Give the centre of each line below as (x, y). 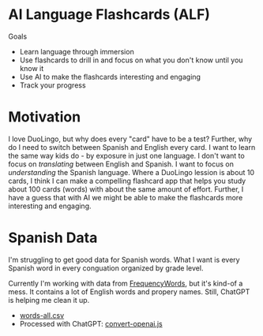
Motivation (45, 117)
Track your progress (53, 85)
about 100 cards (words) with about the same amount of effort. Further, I (126, 189)
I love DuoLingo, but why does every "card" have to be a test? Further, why (130, 139)
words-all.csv (42, 315)
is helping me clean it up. (49, 300)
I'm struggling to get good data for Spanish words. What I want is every (124, 259)
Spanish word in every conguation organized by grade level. (106, 268)
